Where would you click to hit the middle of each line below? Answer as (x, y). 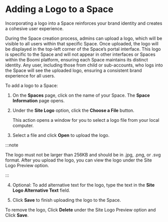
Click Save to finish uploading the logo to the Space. (67, 200)
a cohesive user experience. (34, 28)
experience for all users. (30, 76)
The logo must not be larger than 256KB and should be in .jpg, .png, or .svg (83, 155)
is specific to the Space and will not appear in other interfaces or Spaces (80, 54)
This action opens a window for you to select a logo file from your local (86, 120)
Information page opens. (39, 100)
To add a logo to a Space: (32, 85)
